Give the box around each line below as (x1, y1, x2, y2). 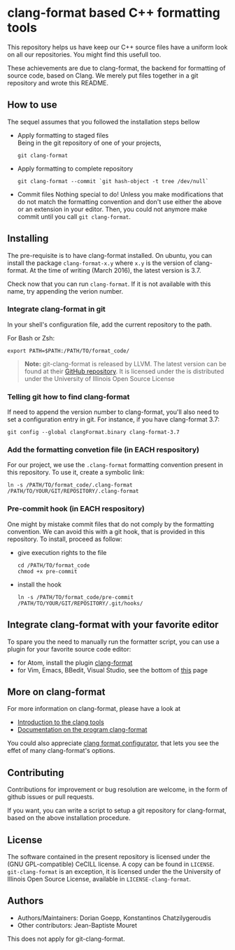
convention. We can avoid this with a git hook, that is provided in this (7, 527, 205, 535)
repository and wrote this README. (7, 78, 109, 87)
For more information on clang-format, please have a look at (7, 705, 180, 713)
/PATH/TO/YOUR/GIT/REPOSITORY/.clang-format (7, 488, 139, 495)
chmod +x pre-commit (17, 568, 78, 575)
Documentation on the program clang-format (17, 726, 148, 734)
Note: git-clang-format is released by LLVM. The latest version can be (24, 359, 227, 368)
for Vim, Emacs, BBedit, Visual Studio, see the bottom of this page (17, 665, 208, 674)
